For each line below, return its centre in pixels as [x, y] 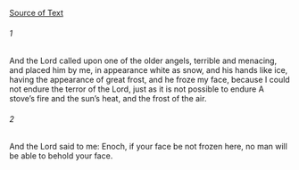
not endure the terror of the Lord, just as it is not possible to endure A [137, 89]
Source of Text [37, 13]
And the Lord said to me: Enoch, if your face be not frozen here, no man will [149, 147]
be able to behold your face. [61, 156]
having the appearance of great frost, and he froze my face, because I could [149, 80]
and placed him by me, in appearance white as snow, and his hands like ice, [149, 70]
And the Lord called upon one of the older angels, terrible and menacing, [143, 61]
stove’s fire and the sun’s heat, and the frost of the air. [108, 99]
